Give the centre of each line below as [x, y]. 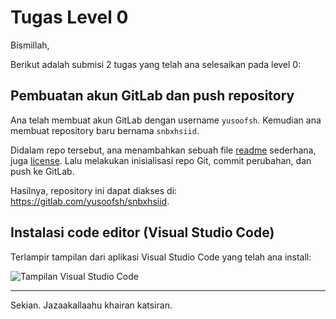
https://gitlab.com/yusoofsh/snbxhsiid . [90, 201]
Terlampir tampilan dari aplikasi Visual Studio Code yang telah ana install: [161, 257]
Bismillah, [30, 45]
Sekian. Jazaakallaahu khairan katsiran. [91, 305]
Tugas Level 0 [69, 17]
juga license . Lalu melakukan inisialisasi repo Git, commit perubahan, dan [161, 160]
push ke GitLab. [42, 171]
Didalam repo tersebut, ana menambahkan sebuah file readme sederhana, [163, 150]
